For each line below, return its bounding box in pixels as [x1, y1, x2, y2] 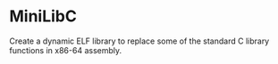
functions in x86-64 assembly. [9, 44, 122, 55]
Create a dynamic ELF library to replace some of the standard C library [9, 36, 270, 46]
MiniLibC [9, 6, 78, 27]
